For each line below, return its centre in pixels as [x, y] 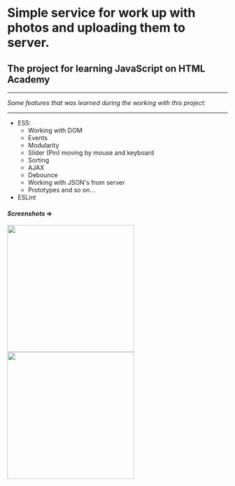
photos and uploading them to [96, 28]
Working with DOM [55, 130]
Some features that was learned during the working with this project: [107, 103]
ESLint [27, 197]
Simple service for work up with [101, 13]
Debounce [43, 175]
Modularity [43, 145]
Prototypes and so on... [62, 190]
